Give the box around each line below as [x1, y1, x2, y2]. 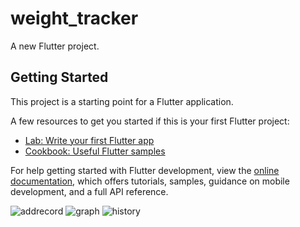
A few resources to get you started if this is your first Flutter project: [10, 115, 290, 127]
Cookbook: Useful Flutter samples [24, 145, 166, 157]
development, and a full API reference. [10, 185, 169, 197]
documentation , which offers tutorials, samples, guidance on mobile [10, 175, 290, 187]
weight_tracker [10, 7, 139, 30]
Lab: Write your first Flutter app [24, 134, 155, 146]
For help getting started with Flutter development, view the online [10, 164, 280, 176]
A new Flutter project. [10, 40, 100, 52]
